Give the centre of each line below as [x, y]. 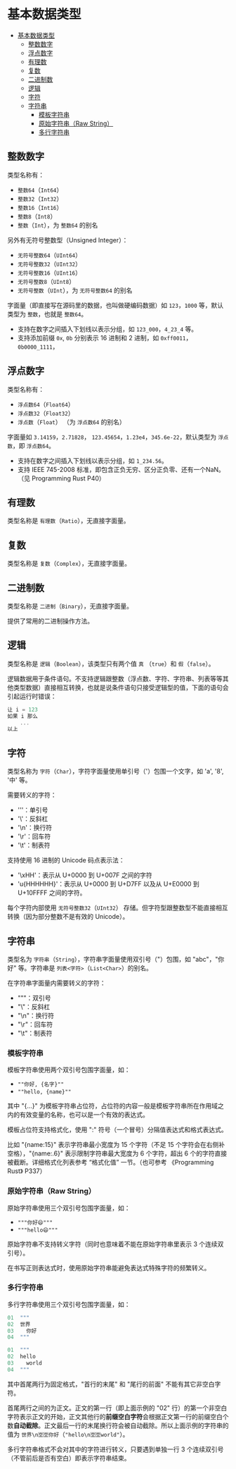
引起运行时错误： [32, 696]
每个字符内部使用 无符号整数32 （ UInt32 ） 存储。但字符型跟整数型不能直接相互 [118, 908]
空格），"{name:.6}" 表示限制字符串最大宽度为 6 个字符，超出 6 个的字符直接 [117, 1153]
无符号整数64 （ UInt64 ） [50, 255]
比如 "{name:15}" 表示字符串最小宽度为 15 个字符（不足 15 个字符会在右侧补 [116, 1145]
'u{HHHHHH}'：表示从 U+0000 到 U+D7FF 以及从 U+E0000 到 [109, 884]
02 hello [22, 1357]
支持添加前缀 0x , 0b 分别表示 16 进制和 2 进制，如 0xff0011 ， [105, 337]
